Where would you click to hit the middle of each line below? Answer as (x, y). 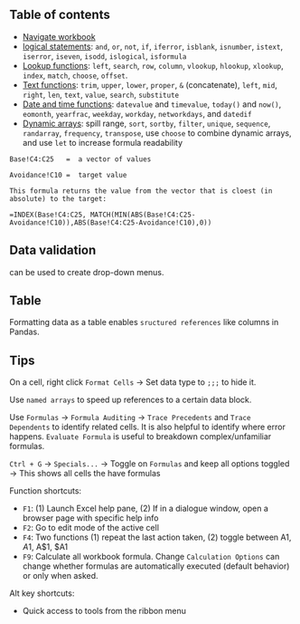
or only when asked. (60, 576)
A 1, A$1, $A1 (45, 547)
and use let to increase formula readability (103, 142)
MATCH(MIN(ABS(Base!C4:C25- (143, 215)
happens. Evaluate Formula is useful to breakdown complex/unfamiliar (141, 437)
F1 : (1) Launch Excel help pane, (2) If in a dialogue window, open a (145, 509)
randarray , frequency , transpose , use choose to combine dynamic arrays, (157, 133)
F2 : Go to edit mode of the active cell (91, 528)
